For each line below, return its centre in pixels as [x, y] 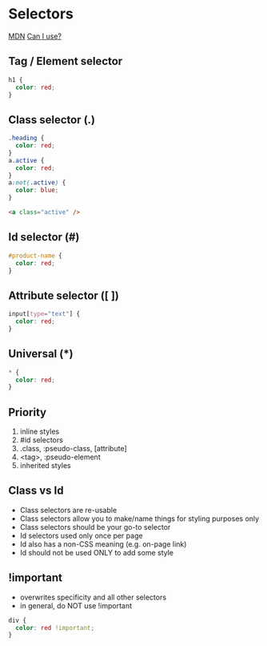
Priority [27, 412]
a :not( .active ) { [37, 183]
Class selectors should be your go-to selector [95, 527]
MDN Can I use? [35, 36]
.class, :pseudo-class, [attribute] [74, 449]
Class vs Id [36, 491]
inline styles [40, 432]
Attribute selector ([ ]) [64, 295]
